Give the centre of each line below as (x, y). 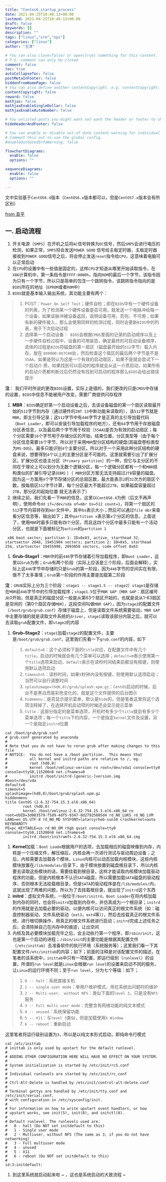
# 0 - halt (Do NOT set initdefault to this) (55, 1126)
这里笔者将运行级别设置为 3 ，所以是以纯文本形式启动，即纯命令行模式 (76, 1034)
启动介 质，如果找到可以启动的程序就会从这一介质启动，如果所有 (95, 366)
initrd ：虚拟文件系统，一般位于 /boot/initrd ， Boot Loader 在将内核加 (82, 896)
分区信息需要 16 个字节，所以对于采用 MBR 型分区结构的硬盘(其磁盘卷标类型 (86, 442)
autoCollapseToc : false (30, 74)
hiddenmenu (16, 798)
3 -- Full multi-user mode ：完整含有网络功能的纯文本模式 (85, 1006)
